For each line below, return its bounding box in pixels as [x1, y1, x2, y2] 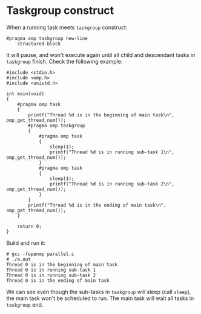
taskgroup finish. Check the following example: [6, 58, 123, 65]
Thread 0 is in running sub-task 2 [6, 272, 96, 278]
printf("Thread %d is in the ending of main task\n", [28, 202, 166, 208]
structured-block [17, 41, 61, 47]
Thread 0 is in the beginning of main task [6, 261, 118, 267]
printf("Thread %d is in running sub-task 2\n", [49, 181, 174, 187]
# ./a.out [6, 256, 31, 262]
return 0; [17, 223, 42, 229]
